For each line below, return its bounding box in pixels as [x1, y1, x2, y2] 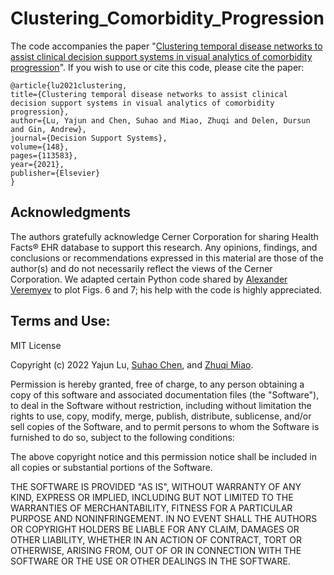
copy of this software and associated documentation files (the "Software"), [10, 388, 320, 401]
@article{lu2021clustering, [10, 80, 128, 91]
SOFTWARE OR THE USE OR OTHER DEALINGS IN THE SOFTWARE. [10, 555, 291, 567]
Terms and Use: [10, 313, 111, 330]
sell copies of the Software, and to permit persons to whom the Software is [10, 420, 320, 432]
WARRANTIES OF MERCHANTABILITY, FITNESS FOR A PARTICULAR [10, 502, 293, 514]
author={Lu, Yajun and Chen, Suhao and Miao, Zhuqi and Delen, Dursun [10, 115, 311, 126]
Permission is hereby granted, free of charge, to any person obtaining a [10, 378, 305, 390]
